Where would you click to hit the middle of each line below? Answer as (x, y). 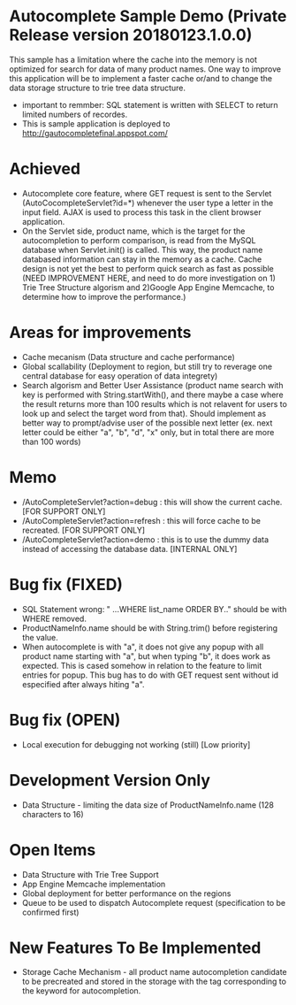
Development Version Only (110, 780)
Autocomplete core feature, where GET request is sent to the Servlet (147, 193)
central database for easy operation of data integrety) (120, 376)
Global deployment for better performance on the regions (126, 893)
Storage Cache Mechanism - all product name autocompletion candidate (154, 972)
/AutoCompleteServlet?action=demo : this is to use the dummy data (145, 539)
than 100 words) (51, 441)
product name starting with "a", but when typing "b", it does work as (146, 656)
